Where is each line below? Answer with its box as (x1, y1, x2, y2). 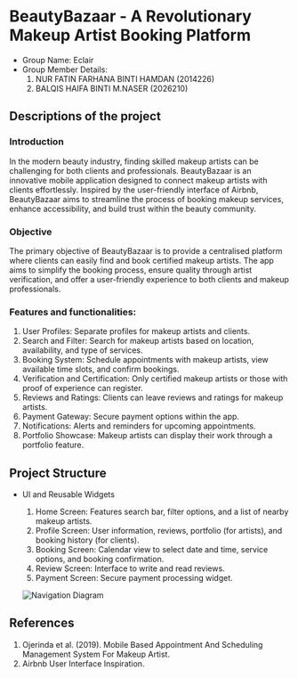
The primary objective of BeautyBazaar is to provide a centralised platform (9, 245, 283, 256)
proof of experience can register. (21, 383, 144, 394)
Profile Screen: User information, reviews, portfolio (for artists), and (35, 526, 283, 536)
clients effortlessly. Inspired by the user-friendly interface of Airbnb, (9, 184, 259, 195)
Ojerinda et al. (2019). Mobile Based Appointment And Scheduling (21, 639, 263, 649)
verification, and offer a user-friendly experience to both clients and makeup (9, 274, 289, 284)
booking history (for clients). (35, 535, 140, 545)
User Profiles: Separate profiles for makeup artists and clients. (21, 326, 251, 337)
